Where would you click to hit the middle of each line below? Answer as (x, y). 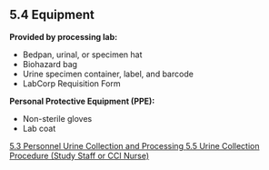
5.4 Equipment (52, 15)
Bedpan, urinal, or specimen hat (82, 55)
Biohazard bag (50, 64)
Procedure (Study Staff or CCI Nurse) (80, 155)
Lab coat (39, 128)
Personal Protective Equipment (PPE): (82, 101)
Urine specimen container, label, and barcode (108, 74)
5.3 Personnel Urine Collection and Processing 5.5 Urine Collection (134, 145)
